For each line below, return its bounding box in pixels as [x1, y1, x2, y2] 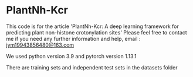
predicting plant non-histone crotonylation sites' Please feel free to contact [6, 29, 188, 36]
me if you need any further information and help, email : [6, 35, 141, 42]
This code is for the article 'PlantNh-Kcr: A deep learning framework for [6, 23, 179, 30]
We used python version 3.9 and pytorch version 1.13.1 [6, 52, 137, 60]
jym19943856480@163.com [6, 41, 75, 48]
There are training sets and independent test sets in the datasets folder [6, 64, 178, 71]
